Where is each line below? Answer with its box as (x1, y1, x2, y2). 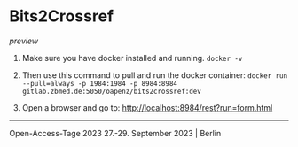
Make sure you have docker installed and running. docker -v (21, 52, 243, 63)
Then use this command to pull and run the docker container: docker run (21, 69, 288, 81)
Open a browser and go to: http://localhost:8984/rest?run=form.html (21, 102, 273, 112)
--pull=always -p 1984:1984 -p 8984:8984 (21, 79, 177, 88)
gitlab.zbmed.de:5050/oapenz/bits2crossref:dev (21, 87, 201, 96)
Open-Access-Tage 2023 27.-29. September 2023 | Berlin (9, 128, 222, 138)
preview (9, 35, 38, 46)
